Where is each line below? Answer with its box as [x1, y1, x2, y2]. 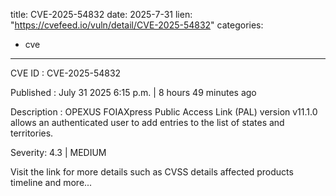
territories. [10, 127, 54, 139]
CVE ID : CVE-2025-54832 [10, 67, 122, 79]
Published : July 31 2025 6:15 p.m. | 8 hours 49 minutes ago [10, 87, 257, 98]
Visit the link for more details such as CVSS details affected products [10, 166, 294, 178]
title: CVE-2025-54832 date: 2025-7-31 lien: [10, 9, 193, 20]
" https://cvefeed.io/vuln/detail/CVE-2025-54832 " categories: [10, 19, 264, 31]
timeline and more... [10, 177, 93, 188]
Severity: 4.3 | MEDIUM [10, 147, 107, 158]
